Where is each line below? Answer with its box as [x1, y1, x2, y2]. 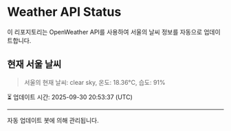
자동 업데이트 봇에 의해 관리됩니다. [7, 116, 99, 124]
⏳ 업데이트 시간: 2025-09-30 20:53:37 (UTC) [7, 92, 133, 101]
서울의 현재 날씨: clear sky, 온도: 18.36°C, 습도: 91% [23, 78, 166, 86]
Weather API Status [7, 4, 122, 20]
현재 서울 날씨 [7, 59, 62, 70]
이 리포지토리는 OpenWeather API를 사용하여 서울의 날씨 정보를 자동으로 [7, 28, 203, 36]
